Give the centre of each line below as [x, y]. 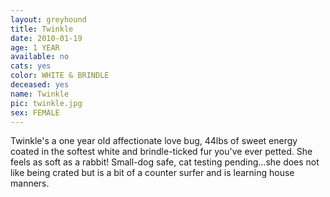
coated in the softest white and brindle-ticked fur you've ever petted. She [161, 152]
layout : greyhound [48, 19]
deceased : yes [40, 85]
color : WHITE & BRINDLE [60, 76]
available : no [40, 57]
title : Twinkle [42, 29]
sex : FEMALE [35, 112]
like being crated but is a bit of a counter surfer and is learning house [152, 173]
